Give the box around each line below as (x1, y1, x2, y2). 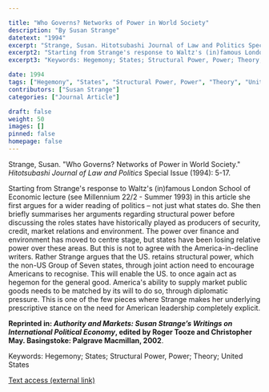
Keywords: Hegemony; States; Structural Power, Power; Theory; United (8, 351, 243, 361)
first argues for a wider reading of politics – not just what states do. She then (8, 200, 261, 210)
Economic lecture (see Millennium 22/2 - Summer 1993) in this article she (8, 192, 251, 202)
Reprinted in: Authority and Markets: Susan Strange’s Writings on (8, 318, 233, 328)
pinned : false (8, 130, 56, 138)
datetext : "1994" (8, 34, 66, 42)
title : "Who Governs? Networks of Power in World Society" (8, 18, 210, 27)
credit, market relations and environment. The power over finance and (8, 226, 239, 235)
